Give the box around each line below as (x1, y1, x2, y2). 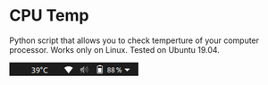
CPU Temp (9, 5, 89, 26)
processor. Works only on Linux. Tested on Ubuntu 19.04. (9, 44, 221, 55)
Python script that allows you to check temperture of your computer (9, 35, 260, 46)
